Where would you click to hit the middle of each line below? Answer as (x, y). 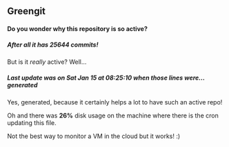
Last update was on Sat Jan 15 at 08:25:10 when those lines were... (106, 78)
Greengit (27, 11)
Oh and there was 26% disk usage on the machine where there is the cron (113, 115)
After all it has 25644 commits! (53, 45)
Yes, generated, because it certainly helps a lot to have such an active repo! (115, 102)
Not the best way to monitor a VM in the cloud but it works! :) (94, 136)
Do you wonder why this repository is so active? (78, 29)
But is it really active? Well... (47, 62)
